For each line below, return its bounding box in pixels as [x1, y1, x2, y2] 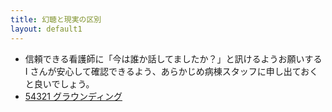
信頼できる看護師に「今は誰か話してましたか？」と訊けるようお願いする [24, 52, 323, 65]
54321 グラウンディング [24, 90, 123, 102]
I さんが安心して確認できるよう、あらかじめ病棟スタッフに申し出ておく [24, 65, 319, 77]
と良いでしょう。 [24, 77, 95, 90]
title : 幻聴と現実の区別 [10, 14, 102, 25]
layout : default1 [10, 24, 83, 34]
